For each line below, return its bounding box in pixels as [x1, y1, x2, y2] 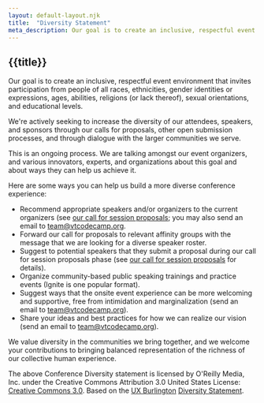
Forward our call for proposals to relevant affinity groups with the [19, 229, 232, 239]
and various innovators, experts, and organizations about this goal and [8, 157, 237, 166]
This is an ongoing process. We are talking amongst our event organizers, [8, 149, 248, 159]
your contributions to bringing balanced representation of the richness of [8, 345, 246, 355]
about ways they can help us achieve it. [8, 166, 136, 175]
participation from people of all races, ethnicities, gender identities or [8, 84, 233, 95]
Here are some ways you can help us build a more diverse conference [8, 181, 236, 190]
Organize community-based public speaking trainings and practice [19, 271, 236, 281]
